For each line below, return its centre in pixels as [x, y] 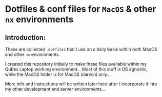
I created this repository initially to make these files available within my [76, 64]
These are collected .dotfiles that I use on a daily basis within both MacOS [81, 49]
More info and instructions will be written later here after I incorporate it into [81, 84]
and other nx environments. [32, 54]
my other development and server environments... [55, 89]
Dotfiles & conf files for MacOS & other [81, 9]
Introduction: [25, 37]
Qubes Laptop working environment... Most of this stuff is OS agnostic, [76, 69]
